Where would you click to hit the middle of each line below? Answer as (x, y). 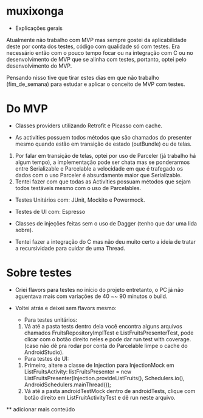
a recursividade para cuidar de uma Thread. (70, 248)
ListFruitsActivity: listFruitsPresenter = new (78, 371)
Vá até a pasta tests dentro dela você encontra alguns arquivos (103, 326)
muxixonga (35, 11)
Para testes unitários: (51, 320)
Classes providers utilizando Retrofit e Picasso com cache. (89, 126)
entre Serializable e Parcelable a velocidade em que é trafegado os (99, 168)
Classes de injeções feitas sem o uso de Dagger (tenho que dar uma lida (106, 223)
